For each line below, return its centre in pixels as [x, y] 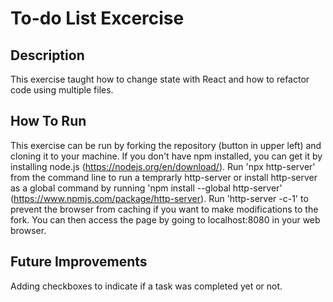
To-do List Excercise [97, 18]
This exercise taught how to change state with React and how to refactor [160, 79]
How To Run [48, 121]
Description [47, 55]
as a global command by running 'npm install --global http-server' [146, 188]
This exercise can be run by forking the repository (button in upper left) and [166, 145]
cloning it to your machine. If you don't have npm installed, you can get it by [166, 156]
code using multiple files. [62, 90]
